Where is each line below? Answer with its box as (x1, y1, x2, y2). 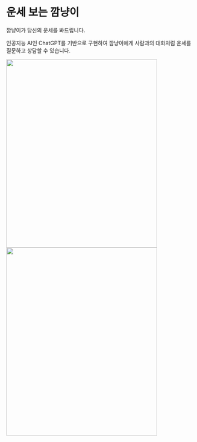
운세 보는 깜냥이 (6, 5, 80, 19)
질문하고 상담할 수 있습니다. (6, 46, 71, 54)
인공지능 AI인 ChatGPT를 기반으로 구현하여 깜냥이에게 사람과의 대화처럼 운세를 (6, 39, 192, 46)
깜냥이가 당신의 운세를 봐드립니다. (6, 26, 86, 34)
